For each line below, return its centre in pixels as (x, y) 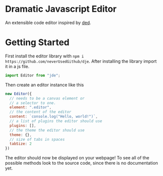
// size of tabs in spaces (37, 139)
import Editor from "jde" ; (33, 75)
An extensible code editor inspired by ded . (48, 23)
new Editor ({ (18, 94)
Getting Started (37, 42)
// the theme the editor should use (47, 130)
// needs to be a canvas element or (47, 98)
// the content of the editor (40, 112)
